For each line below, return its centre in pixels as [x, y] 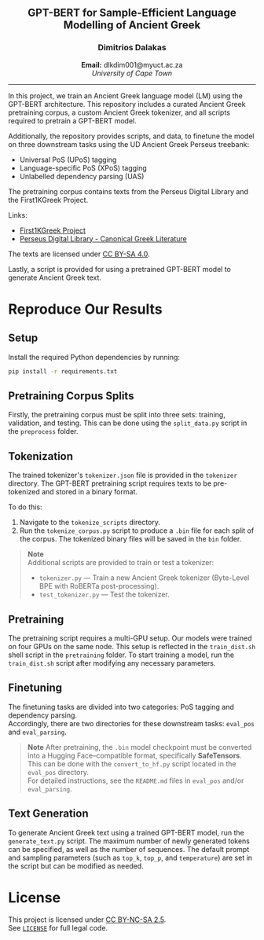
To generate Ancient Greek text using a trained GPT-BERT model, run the [126, 832]
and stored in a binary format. [90, 492]
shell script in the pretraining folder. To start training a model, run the [121, 655]
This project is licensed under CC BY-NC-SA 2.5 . [87, 920]
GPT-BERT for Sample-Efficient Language [132, 13]
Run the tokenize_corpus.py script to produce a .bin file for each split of [137, 531]
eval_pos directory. [58, 772]
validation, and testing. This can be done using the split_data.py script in [128, 423]
